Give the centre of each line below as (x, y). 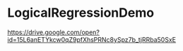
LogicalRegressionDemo (81, 13)
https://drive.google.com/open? (54, 32)
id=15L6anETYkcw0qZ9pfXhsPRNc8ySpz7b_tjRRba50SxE (92, 39)
